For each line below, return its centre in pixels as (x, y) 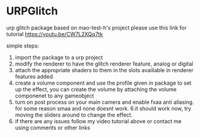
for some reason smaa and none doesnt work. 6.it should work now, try (103, 108)
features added (34, 76)
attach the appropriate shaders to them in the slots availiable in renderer (104, 70)
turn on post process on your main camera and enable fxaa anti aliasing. (104, 102)
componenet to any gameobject (54, 96)
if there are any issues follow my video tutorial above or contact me (98, 121)
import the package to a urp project (59, 57)
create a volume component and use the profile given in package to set (103, 83)
